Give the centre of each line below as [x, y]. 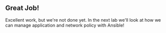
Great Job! [22, 8]
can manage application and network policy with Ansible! [65, 25]
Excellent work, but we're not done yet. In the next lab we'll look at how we [83, 20]
